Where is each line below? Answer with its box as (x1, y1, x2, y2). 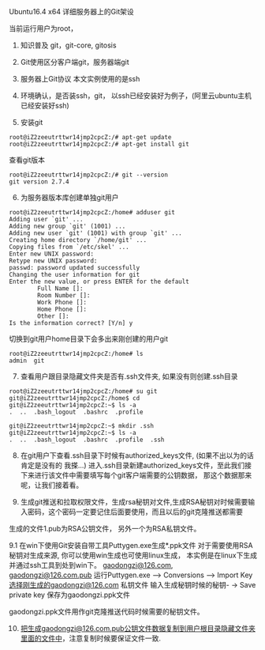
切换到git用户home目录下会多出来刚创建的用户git (9, 334, 169, 343)
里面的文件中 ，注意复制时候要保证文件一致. (20, 633, 161, 643)
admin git (9, 357, 45, 365)
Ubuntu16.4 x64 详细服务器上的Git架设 (9, 7, 135, 16)
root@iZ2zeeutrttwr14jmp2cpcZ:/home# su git (9, 387, 158, 395)
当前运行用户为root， (9, 24, 78, 33)
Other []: (37, 312, 69, 320)
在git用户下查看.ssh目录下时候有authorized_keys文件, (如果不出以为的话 (20, 451, 255, 460)
